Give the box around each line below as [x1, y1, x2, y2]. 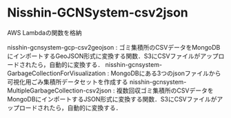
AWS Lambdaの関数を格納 [7, 28, 82, 37]
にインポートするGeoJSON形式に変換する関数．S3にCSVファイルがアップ [7, 52, 219, 60]
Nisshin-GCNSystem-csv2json [7, 5, 188, 21]
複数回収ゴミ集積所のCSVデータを [116, 86, 214, 95]
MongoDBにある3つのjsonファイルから [110, 69, 221, 77]
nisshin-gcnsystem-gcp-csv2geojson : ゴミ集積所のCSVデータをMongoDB [7, 43, 221, 51]
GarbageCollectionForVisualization [7, 69, 106, 77]
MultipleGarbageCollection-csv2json [7, 86, 112, 95]
